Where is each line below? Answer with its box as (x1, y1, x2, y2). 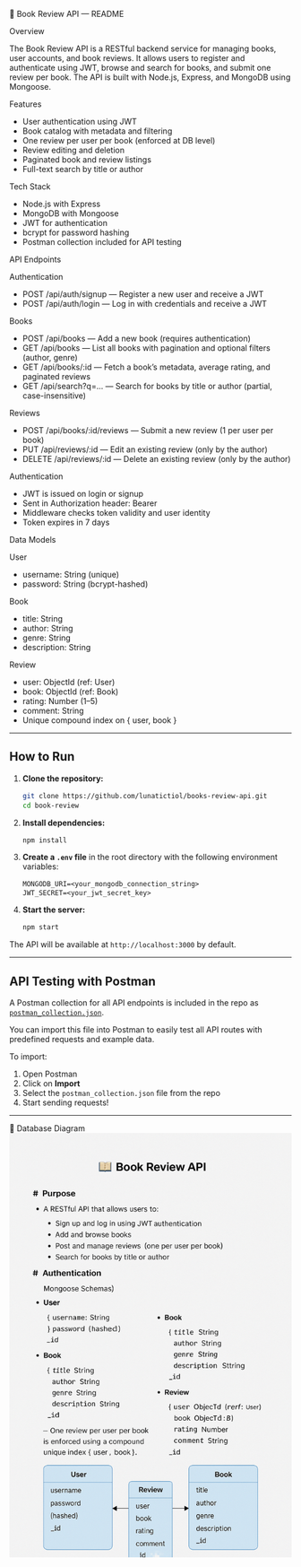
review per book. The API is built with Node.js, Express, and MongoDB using (9, 72, 291, 83)
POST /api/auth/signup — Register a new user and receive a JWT (21, 289, 264, 300)
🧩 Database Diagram (9, 1123, 85, 1134)
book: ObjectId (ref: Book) (21, 686, 119, 697)
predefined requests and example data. (9, 1034, 155, 1045)
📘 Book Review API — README (9, 9, 125, 19)
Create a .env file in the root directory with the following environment (21, 852, 278, 863)
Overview (9, 26, 45, 36)
